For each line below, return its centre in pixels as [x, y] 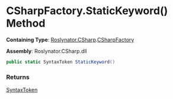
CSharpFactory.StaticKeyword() [87, 11]
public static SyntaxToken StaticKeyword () [61, 62]
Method [26, 23]
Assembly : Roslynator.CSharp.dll [47, 51]
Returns [18, 77]
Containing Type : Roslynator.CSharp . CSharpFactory [70, 39]
